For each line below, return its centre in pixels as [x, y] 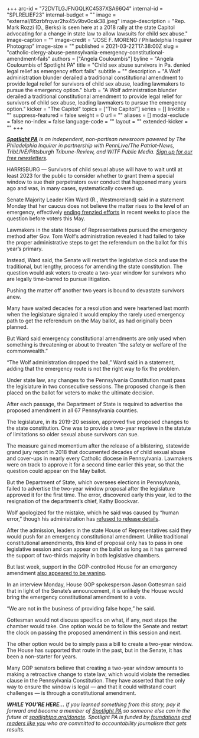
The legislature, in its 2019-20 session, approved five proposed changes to [98, 422]
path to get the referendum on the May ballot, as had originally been [89, 321]
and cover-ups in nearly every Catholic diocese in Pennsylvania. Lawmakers [99, 458]
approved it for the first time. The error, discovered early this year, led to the [99, 495]
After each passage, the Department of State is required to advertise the [94, 404]
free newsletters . [27, 158]
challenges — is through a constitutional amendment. [71, 693]
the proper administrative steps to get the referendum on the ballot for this [97, 242]
